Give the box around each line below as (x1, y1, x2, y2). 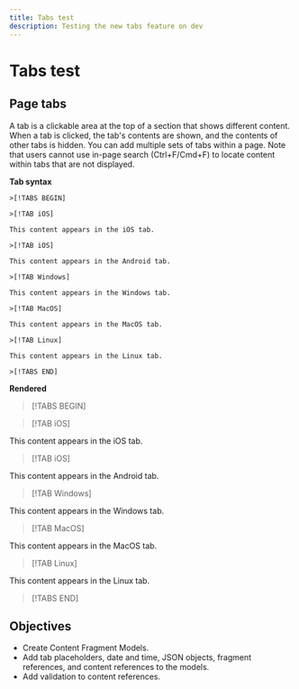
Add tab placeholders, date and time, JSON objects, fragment (22, 652, 252, 663)
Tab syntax (9, 176, 52, 187)
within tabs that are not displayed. (9, 159, 135, 170)
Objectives (9, 619, 72, 634)
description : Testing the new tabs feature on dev (9, 22, 204, 31)
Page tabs (9, 96, 68, 112)
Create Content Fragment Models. (22, 642, 149, 654)
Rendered (9, 382, 47, 393)
